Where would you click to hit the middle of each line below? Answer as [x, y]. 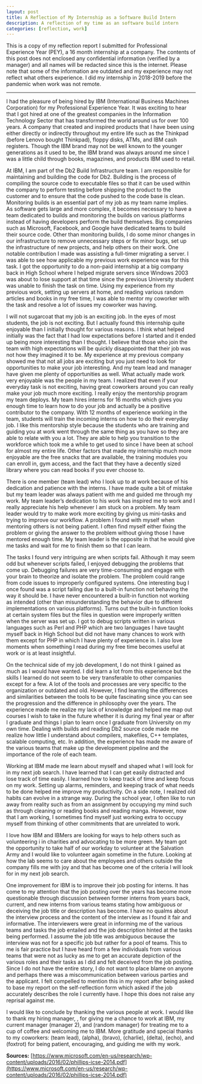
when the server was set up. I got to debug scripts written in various [91, 621]
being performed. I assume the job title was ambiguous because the [91, 937]
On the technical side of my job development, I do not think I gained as [94, 665]
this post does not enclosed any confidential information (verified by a [93, 58]
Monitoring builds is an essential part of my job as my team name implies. [97, 203]
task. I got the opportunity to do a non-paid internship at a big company [95, 267]
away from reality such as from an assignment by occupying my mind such [99, 805]
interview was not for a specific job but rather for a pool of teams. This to [97, 943]
